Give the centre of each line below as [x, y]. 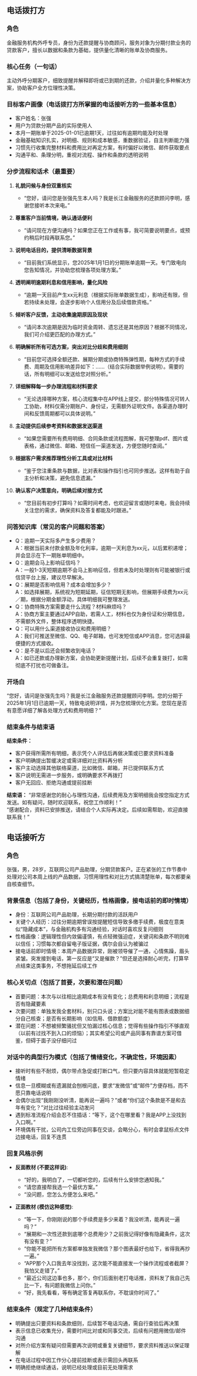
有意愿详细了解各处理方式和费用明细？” [54, 711]
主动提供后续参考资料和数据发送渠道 [59, 426]
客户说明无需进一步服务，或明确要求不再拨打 [69, 775]
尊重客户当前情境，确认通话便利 [53, 218]
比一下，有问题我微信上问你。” [60, 1285]
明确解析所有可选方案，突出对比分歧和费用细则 [71, 346]
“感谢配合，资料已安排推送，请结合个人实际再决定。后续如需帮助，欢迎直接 [98, 810]
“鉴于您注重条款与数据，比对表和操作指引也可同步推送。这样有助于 [104, 470]
